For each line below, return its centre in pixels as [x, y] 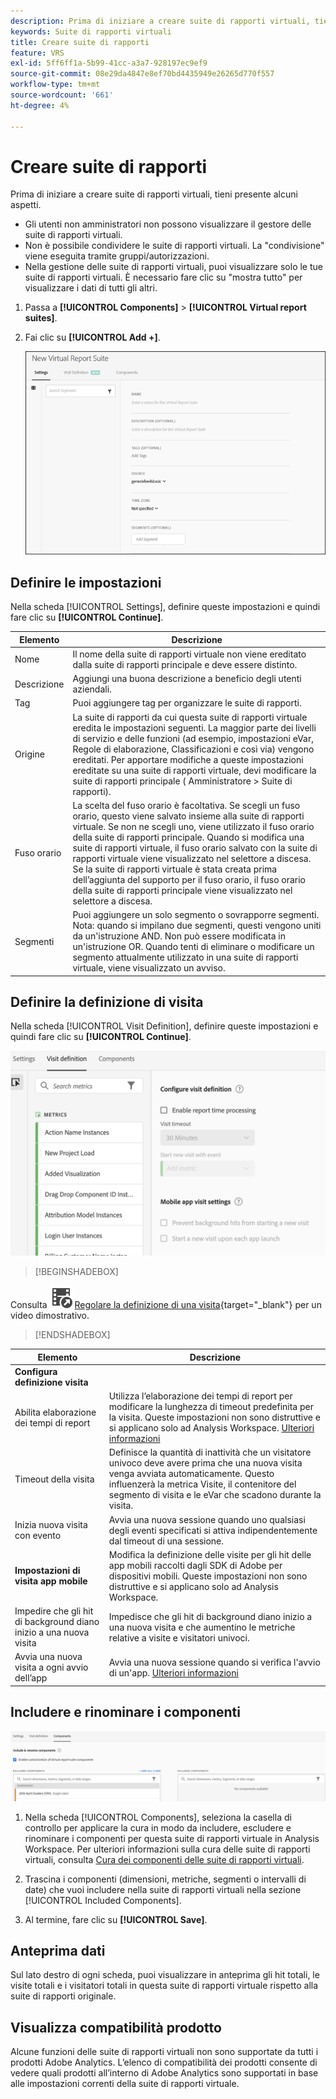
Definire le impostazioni [86, 582]
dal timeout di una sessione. [166, 1541]
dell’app [31, 1678]
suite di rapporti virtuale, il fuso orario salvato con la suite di [195, 847]
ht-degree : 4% [40, 105]
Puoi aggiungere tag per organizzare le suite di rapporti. [187, 703]
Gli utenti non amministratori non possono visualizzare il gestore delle [168, 224]
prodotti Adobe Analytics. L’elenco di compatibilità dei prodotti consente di [164, 2062]
